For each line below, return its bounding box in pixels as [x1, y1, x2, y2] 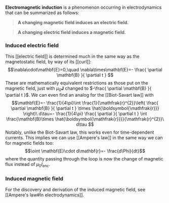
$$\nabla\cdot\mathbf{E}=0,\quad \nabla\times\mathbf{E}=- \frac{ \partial [7, 67, 163, 73]
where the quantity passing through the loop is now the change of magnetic [5, 156, 163, 162]
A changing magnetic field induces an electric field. [17, 20, 129, 25]
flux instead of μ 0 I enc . [5, 161, 51, 169]
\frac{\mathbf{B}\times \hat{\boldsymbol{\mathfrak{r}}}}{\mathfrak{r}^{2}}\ [6, 116, 164, 122]
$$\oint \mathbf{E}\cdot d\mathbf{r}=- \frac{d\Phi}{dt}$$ [25, 148, 145, 154]
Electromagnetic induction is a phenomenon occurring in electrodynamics [5, 5, 162, 10]
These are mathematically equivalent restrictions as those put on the [5, 80, 148, 86]
